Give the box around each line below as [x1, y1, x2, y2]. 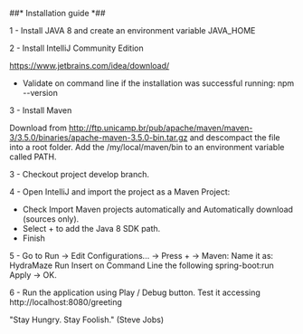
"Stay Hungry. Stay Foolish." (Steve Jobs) [9, 314, 165, 325]
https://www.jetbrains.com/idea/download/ [9, 61, 170, 71]
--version [22, 88, 59, 98]
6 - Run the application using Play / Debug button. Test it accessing [9, 287, 260, 298]
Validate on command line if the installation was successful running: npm [22, 78, 295, 89]
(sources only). [22, 214, 80, 224]
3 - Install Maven [9, 105, 72, 116]
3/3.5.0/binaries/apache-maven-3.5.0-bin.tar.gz [9, 132, 188, 143]
